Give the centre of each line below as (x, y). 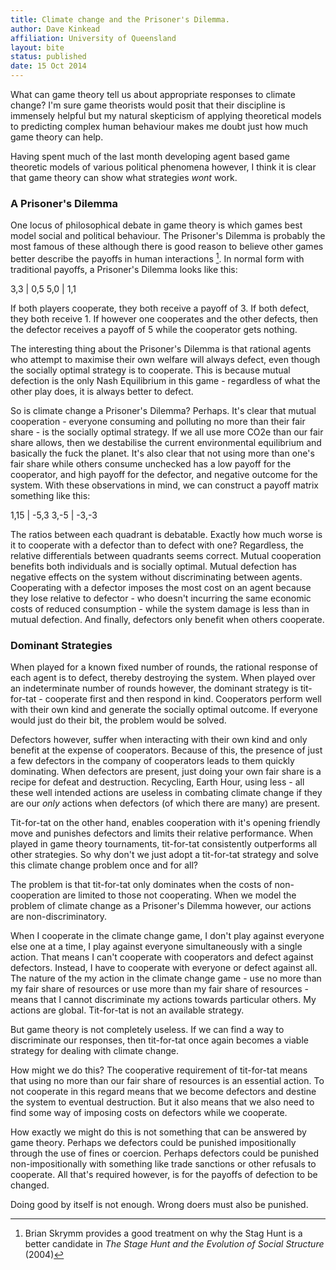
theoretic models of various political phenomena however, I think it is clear (163, 167)
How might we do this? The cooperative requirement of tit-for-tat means (159, 1070)
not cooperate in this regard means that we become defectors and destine (163, 1092)
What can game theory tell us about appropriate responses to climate (153, 94)
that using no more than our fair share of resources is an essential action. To (167, 1081)
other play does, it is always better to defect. (102, 391)
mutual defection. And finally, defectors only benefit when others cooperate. (167, 619)
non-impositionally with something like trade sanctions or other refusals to (163, 1164)
